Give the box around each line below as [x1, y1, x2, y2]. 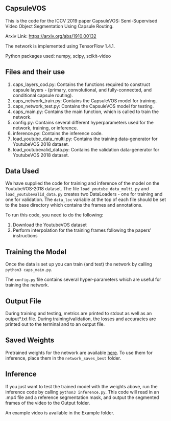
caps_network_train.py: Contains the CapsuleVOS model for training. [12, 97, 157, 104]
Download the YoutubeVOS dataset [12, 222, 87, 228]
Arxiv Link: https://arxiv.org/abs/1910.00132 [5, 33, 97, 39]
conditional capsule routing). [12, 92, 73, 98]
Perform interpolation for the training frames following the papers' [12, 227, 152, 233]
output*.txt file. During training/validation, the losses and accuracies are [5, 316, 156, 322]
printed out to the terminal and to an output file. [5, 321, 105, 327]
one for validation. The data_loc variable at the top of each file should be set [5, 196, 166, 203]
